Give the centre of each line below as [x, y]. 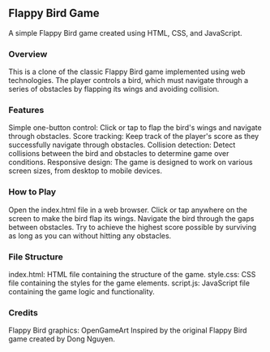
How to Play [32, 192]
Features [26, 111]
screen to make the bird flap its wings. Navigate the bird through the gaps [131, 218]
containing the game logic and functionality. [82, 291]
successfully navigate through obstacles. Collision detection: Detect [122, 145]
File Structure [36, 257]
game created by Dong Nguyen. [62, 339]
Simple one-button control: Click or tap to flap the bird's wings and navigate [135, 128]
